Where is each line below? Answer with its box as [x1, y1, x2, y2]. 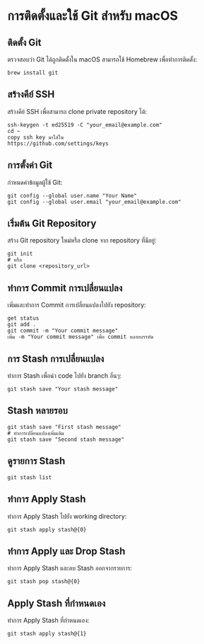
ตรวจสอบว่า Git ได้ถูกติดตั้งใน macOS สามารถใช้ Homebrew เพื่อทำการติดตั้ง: [7, 55, 198, 64]
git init [7, 251, 33, 258]
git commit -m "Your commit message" [7, 327, 119, 335]
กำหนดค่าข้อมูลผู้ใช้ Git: [7, 178, 63, 186]
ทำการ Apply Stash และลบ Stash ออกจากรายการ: [7, 564, 133, 573]
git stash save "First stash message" [7, 423, 121, 430]
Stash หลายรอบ [7, 405, 68, 417]
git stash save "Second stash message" [7, 436, 125, 443]
